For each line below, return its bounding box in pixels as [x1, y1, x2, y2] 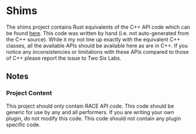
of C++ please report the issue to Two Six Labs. [6, 54, 121, 61]
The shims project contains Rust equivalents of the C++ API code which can [6, 23, 191, 30]
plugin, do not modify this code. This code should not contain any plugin [6, 115, 181, 122]
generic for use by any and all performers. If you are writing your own [6, 108, 174, 115]
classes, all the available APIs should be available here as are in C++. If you [6, 42, 188, 49]
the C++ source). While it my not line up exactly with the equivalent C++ [6, 36, 181, 43]
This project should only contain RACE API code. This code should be [6, 102, 174, 109]
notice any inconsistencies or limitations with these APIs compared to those [6, 48, 189, 55]
